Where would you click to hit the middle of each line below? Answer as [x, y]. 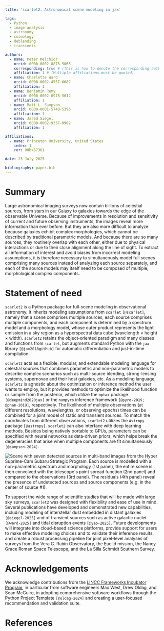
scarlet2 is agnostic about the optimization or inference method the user [78, 384]
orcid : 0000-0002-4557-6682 [42, 82]
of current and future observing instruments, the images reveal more [74, 221]
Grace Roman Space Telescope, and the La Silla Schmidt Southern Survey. [80, 549]
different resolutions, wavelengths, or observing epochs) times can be [76, 410]
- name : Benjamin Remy [32, 91]
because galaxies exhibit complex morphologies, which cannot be [72, 231]
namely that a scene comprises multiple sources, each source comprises [79, 317]
